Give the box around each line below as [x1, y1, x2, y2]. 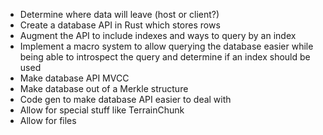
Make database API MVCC [19, 72, 130, 84]
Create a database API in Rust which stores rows [19, 19, 221, 31]
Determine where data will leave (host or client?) [19, 9, 220, 20]
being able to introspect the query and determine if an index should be [19, 51, 311, 63]
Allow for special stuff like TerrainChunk [19, 104, 185, 116]
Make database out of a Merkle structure [19, 83, 189, 94]
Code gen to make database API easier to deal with [19, 94, 232, 105]
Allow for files [19, 115, 77, 126]
